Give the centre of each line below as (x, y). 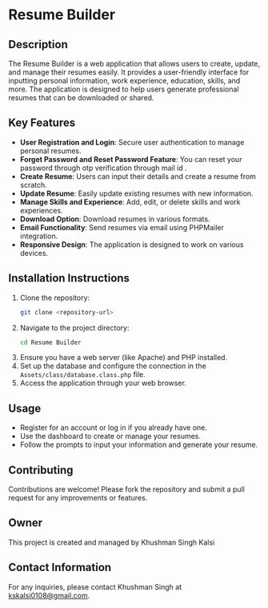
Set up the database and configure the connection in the (113, 366)
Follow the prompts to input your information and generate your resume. (139, 445)
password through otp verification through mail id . (103, 168)
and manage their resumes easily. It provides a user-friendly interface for (129, 72)
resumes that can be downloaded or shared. (81, 97)
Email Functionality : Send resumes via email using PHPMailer (122, 227)
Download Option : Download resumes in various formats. (115, 219)
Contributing (41, 470)
